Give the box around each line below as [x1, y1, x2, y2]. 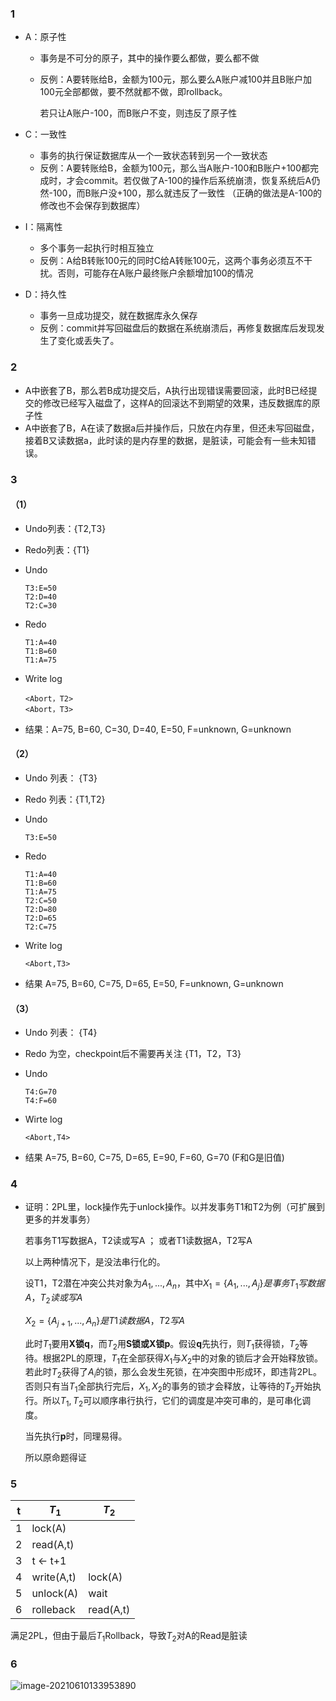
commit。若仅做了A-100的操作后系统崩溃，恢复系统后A [83, 175, 312, 187]
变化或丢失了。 [57, 335, 120, 347]
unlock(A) [31, 1587, 79, 1601]
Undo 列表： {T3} [24, 772, 98, 784]
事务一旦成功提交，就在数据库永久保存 [39, 310, 198, 322]
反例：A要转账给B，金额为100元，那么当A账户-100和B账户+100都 [39, 162, 311, 174]
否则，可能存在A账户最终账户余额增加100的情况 [57, 267, 254, 279]
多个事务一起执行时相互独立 [39, 242, 155, 254]
